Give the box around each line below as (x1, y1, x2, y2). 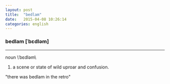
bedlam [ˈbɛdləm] (5, 38, 49, 45)
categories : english (5, 21, 49, 27)
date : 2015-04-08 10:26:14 (5, 17, 67, 22)
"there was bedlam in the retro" (5, 73, 71, 79)
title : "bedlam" (5, 12, 42, 17)
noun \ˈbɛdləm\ (5, 54, 36, 60)
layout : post (5, 7, 33, 13)
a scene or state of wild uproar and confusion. (12, 64, 109, 70)
